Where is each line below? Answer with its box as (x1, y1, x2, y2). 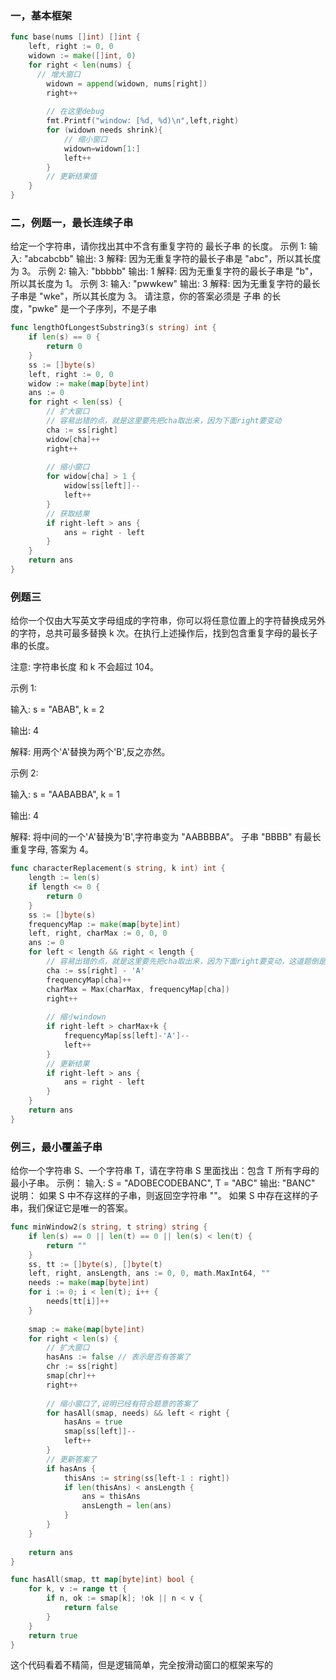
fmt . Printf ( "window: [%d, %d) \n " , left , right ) (46, 116, 240, 126)
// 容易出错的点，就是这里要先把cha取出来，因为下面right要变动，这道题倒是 (46, 957, 327, 967)
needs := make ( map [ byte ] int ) (28, 1278, 150, 1288)
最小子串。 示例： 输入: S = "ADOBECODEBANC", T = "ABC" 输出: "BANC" (10, 1177, 316, 1189)
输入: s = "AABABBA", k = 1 (10, 788, 120, 801)
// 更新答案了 (46, 1454, 98, 1464)
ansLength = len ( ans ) (81, 1501, 172, 1511)
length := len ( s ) (28, 873, 101, 883)
